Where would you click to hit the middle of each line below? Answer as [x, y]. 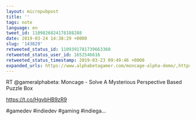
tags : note [19, 22]
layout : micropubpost [32, 11]
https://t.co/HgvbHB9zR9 [36, 100]
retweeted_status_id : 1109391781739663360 [58, 50]
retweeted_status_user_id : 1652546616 [53, 55]
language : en [22, 28]
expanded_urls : [24, 66]
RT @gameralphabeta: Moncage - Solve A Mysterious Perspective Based [94, 82]
